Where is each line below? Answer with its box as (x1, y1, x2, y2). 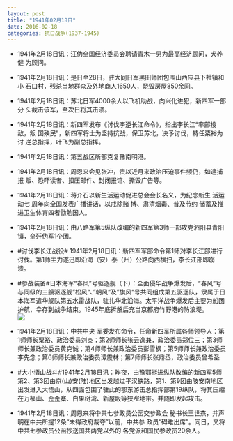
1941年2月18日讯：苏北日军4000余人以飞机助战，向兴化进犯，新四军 (17, 97, 214, 105)
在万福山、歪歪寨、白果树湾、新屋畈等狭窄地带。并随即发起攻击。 (17, 394, 207, 403)
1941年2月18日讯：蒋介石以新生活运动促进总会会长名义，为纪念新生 (17, 191, 211, 200)
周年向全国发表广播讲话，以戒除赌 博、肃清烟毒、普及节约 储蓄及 (31, 200, 218, 208)
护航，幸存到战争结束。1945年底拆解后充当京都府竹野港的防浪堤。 (17, 305, 209, 314)
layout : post (7, 10, 45, 17)
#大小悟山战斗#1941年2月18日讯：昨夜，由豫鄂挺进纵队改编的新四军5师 (17, 368, 223, 377)
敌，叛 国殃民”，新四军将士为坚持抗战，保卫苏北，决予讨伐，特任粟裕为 (17, 129, 223, 137)
